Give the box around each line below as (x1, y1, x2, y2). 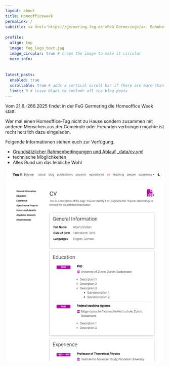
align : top (10, 41, 33, 46)
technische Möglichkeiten (12, 154, 67, 160)
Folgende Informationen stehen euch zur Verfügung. (5, 138, 115, 144)
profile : (5, 35, 24, 40)
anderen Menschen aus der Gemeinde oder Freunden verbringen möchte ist (5, 123, 164, 129)
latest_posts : (5, 72, 35, 78)
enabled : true (10, 78, 39, 83)
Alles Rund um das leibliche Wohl (12, 159, 82, 165)
